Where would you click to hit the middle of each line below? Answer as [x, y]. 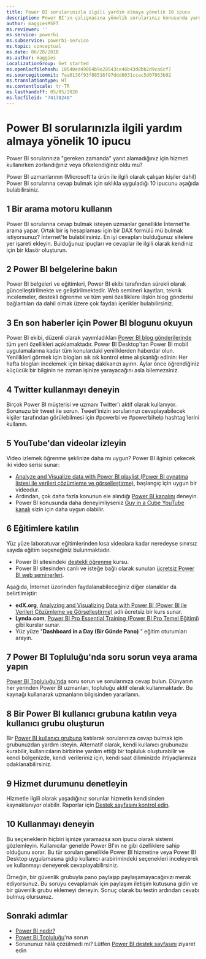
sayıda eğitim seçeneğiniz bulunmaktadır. [59, 550]
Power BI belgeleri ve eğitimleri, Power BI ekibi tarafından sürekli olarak [96, 284]
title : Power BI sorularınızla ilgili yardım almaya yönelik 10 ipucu [98, 12]
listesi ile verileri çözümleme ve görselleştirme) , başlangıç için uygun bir [106, 483]
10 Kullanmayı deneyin [50, 824]
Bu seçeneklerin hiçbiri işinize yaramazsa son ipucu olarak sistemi [90, 839]
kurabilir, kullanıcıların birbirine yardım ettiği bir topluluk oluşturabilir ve [96, 751]
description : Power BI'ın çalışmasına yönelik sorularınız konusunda [97, 18]
